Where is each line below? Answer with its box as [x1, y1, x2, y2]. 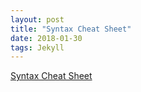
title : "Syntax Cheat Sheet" [10, 24, 132, 34]
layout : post [10, 14, 65, 25]
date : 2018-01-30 [10, 33, 83, 43]
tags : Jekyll [10, 42, 65, 53]
